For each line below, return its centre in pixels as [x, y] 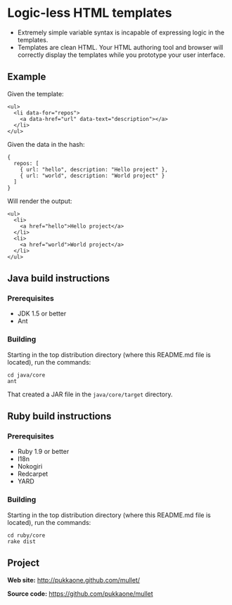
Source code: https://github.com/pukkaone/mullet [80, 593]
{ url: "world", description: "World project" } [92, 176]
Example [27, 77]
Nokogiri [30, 467]
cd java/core [26, 375]
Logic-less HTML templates [90, 13]
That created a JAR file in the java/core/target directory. [90, 394]
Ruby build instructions [59, 416]
